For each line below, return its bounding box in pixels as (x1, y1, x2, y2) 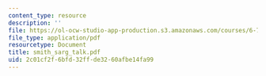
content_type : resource (8, 11, 87, 20)
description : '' (8, 19, 62, 27)
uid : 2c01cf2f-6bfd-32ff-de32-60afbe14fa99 (8, 56, 154, 64)
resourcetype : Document (8, 41, 87, 49)
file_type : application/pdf (8, 33, 101, 42)
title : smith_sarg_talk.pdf (8, 48, 101, 56)
